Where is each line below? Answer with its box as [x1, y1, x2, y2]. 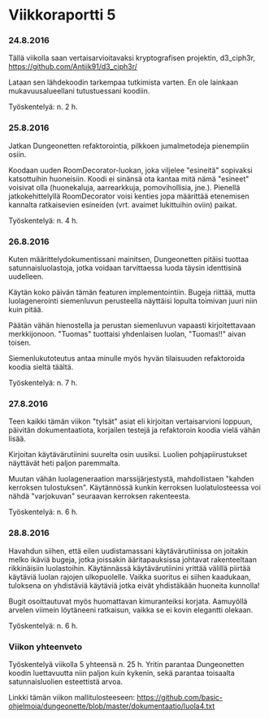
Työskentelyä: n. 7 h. [8, 378, 78, 388]
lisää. [8, 434, 26, 444]
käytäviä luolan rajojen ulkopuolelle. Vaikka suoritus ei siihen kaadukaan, [8, 572, 251, 582]
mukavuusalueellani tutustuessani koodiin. [8, 86, 150, 96]
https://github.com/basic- [137, 692, 223, 702]
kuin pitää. [8, 305, 43, 315]
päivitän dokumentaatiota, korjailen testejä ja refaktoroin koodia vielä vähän [8, 425, 261, 435]
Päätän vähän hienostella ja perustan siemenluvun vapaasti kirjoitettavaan [8, 320, 256, 330]
